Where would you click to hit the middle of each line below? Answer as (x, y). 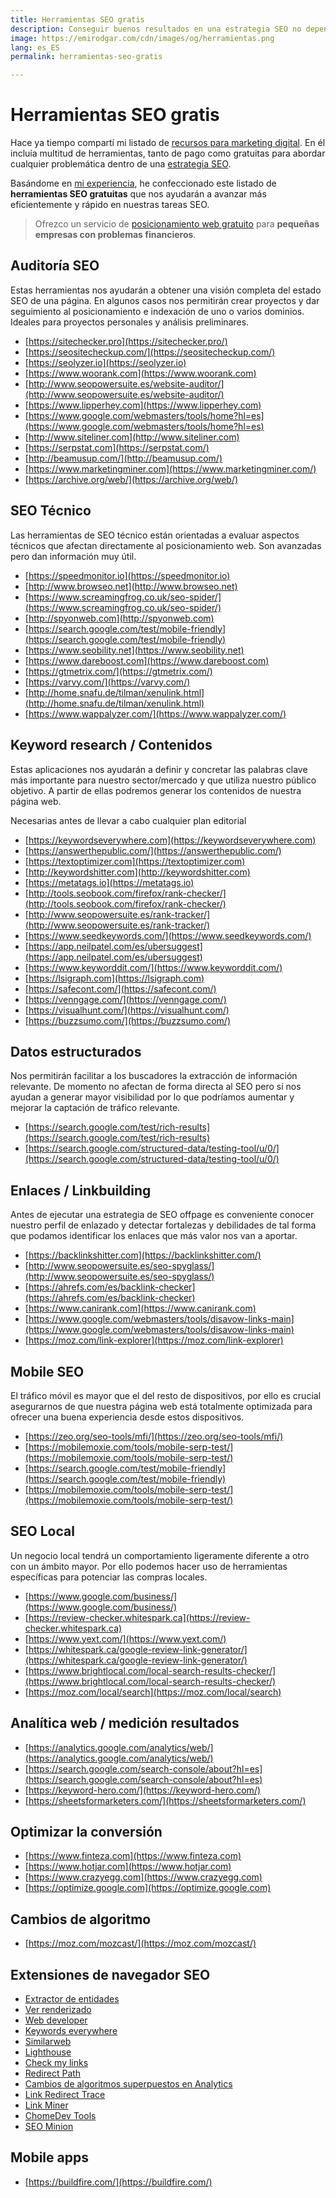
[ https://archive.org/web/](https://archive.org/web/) (131, 479)
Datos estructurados (76, 1051)
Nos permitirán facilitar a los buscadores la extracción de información (154, 1076)
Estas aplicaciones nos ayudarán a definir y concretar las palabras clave (159, 769)
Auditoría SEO (55, 266)
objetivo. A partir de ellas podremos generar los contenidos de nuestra (156, 790)
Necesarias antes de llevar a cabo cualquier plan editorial (128, 820)
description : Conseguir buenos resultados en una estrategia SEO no (156, 29)
